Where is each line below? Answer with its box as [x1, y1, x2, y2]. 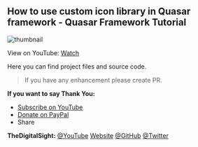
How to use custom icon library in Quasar [7, 6, 191, 17]
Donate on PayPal [17, 110, 69, 118]
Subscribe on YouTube [17, 103, 83, 111]
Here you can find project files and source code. [7, 62, 147, 71]
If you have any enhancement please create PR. [24, 76, 162, 84]
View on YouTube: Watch [7, 48, 80, 57]
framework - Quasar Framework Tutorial [7, 17, 187, 29]
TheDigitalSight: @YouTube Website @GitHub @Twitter [7, 131, 169, 139]
